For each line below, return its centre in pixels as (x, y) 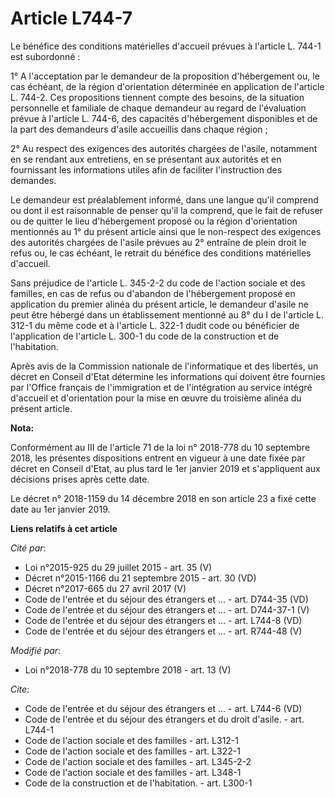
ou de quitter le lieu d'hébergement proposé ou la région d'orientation (154, 221)
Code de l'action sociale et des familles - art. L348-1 (133, 772)
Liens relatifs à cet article (64, 528)
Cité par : (28, 548)
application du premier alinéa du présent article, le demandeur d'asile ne (159, 304)
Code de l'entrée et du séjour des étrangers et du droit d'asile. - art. (164, 719)
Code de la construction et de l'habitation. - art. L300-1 (138, 783)
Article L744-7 (71, 18)
